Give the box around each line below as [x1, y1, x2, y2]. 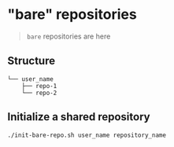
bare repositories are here [26, 31, 111, 41]
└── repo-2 [21, 89, 57, 97]
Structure [7, 54, 56, 68]
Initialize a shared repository [7, 110, 150, 123]
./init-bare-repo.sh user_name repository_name [7, 131, 167, 139]
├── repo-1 [21, 82, 57, 90]
